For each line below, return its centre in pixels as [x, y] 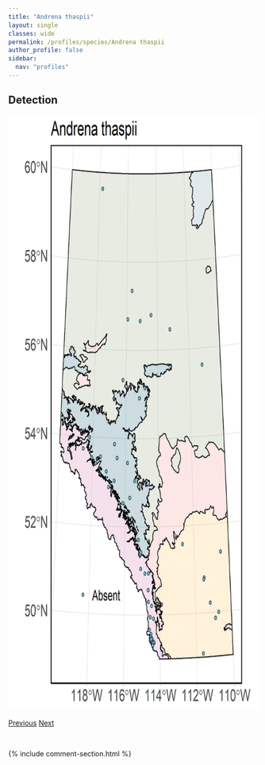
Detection [33, 100]
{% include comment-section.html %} [70, 753]
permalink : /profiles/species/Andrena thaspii [86, 42]
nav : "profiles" [42, 67]
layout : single [33, 25]
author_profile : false [46, 50]
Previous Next [31, 723]
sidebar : [23, 59]
